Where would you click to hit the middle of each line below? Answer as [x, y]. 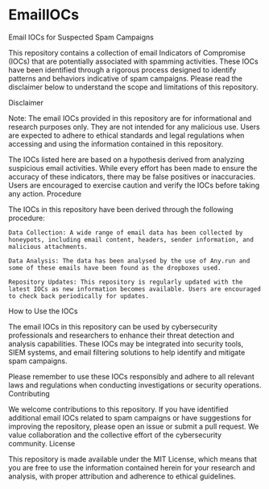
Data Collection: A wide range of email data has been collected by [126, 232]
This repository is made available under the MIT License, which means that [133, 459]
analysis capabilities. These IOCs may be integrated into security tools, [126, 343]
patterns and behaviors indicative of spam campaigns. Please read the [126, 78]
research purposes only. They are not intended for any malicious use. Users [134, 126]
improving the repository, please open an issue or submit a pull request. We [134, 426]
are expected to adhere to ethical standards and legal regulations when [126, 135]
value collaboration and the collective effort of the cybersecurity [115, 435]
